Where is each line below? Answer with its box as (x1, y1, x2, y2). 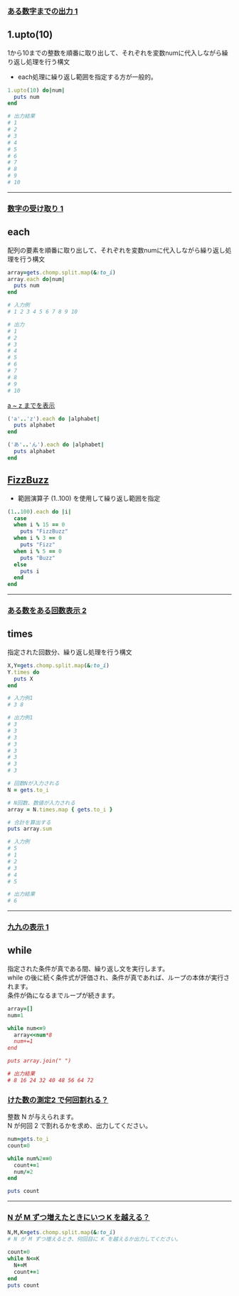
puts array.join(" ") (7, 1058, 72, 1065)
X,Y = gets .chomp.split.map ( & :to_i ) (7, 662, 110, 669)
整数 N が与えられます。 (7, 1112, 78, 1121)
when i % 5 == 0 (14, 548, 62, 555)
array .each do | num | (7, 275, 65, 282)
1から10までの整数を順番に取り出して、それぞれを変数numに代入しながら (7, 48, 222, 57)
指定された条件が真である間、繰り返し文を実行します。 (7, 964, 169, 972)
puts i (20, 568, 40, 575)
